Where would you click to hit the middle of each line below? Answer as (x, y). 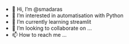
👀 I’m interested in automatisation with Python (67, 15)
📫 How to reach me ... (39, 35)
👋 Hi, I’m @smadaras (37, 9)
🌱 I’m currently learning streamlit (51, 22)
